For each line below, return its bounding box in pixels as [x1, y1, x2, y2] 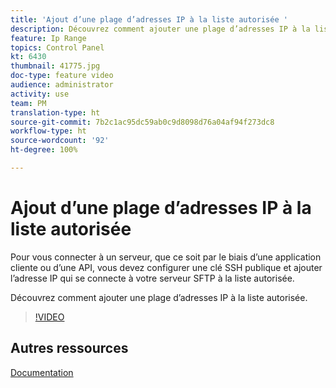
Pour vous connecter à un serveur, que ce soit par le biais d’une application [10, 251, 322, 263]
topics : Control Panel [10, 42, 105, 53]
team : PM [10, 98, 47, 108]
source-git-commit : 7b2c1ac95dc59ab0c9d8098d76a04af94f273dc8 [10, 117, 275, 127]
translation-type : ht [10, 107, 101, 118]
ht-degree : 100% [10, 145, 78, 155]
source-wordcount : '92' [10, 136, 110, 146]
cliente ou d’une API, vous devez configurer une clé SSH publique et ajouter [10, 261, 323, 273]
